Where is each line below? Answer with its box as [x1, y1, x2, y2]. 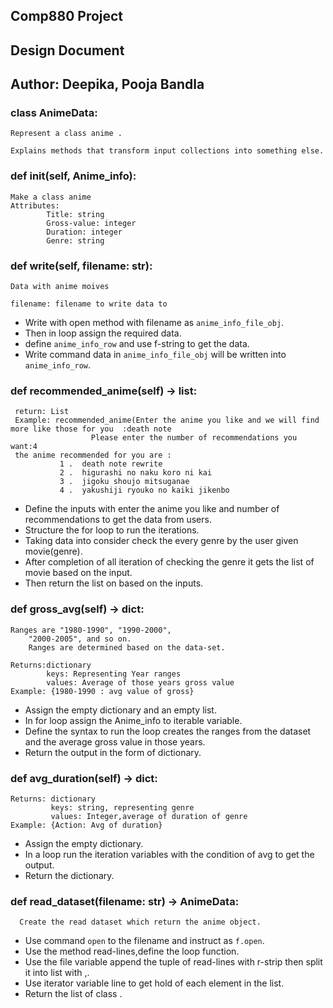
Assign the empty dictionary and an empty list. [24, 704, 217, 716]
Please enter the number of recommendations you [90, 433, 298, 443]
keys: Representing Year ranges [46, 669, 182, 679]
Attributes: [10, 200, 60, 211]
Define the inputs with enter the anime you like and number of [24, 503, 280, 515]
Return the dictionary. [24, 869, 115, 881]
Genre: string [46, 235, 105, 246]
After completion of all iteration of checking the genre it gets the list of [24, 556, 315, 568]
